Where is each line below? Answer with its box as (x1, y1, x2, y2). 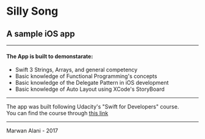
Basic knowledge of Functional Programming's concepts (15, 73, 157, 80)
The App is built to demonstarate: (6, 52, 93, 60)
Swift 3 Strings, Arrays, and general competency (15, 66, 138, 74)
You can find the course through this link (6, 110, 109, 117)
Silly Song (6, 4, 59, 18)
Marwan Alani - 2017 (6, 127, 59, 135)
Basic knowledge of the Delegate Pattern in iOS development (15, 79, 169, 87)
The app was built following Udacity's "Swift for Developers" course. (6, 103, 179, 110)
